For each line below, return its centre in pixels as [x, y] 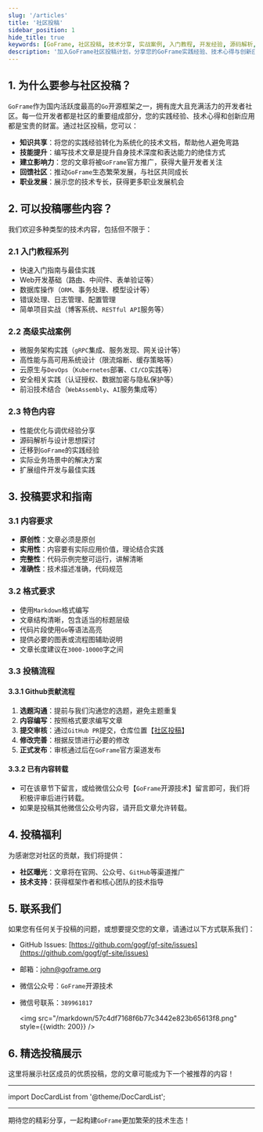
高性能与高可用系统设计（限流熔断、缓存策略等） [98, 360]
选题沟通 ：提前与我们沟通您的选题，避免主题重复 [98, 710]
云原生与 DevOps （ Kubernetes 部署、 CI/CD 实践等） [97, 370]
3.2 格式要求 [32, 591]
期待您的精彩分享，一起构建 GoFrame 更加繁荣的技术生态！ [99, 1120]
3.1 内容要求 [31, 520]
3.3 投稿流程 [32, 671]
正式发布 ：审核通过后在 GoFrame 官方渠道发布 [90, 750]
